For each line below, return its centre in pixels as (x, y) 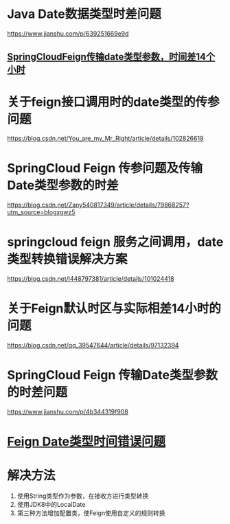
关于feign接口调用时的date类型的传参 (113, 102)
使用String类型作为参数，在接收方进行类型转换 (83, 496)
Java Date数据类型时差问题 (84, 14)
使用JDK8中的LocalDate (51, 505)
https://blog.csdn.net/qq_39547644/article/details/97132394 (93, 345)
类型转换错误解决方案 (68, 259)
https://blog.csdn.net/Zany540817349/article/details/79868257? (98, 205)
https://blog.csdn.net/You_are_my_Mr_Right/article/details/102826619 (105, 139)
